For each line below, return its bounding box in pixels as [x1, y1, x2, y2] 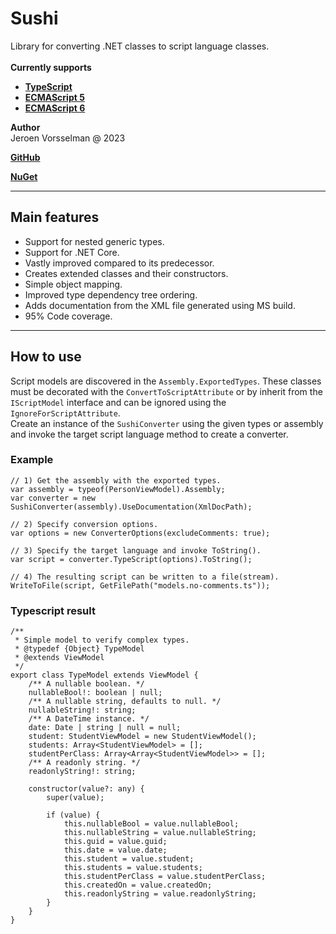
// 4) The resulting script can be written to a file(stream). [10, 572, 280, 582]
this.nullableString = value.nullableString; [63, 828, 257, 838]
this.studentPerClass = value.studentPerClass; [63, 872, 267, 882]
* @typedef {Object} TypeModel [14, 644, 145, 654]
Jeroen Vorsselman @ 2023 [10, 132, 126, 144]
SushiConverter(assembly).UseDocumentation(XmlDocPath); [10, 502, 253, 512]
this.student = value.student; [63, 854, 195, 864]
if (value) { [46, 810, 101, 821]
